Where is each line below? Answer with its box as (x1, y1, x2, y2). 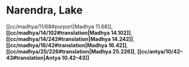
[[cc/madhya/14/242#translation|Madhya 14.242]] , (6, 35, 135, 42)
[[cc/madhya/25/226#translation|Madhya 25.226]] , (6, 48, 136, 55)
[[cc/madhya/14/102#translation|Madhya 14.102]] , (6, 29, 132, 36)
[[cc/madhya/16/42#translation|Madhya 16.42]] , (6, 42, 128, 49)
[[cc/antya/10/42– (137, 48, 183, 55)
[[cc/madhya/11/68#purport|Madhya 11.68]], (6, 23, 113, 30)
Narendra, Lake (6, 4, 83, 17)
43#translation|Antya (6, 54, 61, 61)
